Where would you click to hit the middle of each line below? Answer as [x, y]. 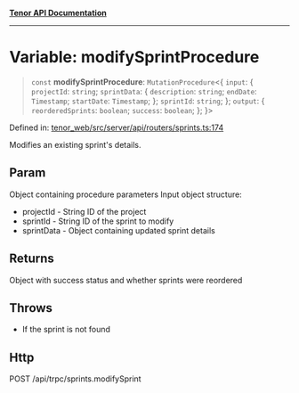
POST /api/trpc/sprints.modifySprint [75, 379]
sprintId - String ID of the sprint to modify [98, 221]
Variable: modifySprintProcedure [134, 57]
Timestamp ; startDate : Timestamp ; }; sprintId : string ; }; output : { [148, 101]
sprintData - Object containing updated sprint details [118, 230]
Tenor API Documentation [58, 13]
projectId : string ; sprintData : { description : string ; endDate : [144, 91]
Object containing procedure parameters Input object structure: [125, 194]
